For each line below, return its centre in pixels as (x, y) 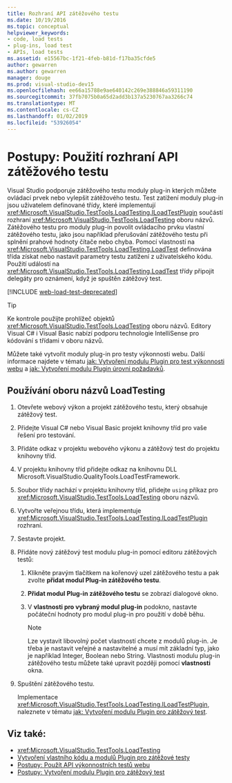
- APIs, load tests (35, 52)
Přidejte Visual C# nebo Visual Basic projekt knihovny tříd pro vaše (112, 428)
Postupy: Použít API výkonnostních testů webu (84, 765)
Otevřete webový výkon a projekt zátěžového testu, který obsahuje (113, 407)
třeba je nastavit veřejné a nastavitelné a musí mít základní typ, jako (123, 648)
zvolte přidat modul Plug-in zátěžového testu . (94, 580)
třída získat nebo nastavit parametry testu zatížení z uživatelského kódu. (110, 257)
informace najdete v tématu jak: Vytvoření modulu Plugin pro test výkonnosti (116, 361)
